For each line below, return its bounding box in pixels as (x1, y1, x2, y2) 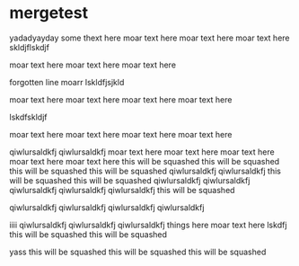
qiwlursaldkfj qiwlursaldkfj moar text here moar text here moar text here (9, 146, 276, 157)
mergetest (9, 3, 88, 23)
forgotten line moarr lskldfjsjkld (9, 76, 125, 87)
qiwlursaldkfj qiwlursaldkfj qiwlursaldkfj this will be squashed (9, 184, 235, 195)
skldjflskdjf (9, 41, 49, 52)
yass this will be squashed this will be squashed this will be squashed (9, 246, 267, 257)
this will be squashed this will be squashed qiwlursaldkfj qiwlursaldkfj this (9, 165, 281, 176)
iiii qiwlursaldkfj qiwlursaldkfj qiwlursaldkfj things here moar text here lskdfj (9, 219, 287, 230)
